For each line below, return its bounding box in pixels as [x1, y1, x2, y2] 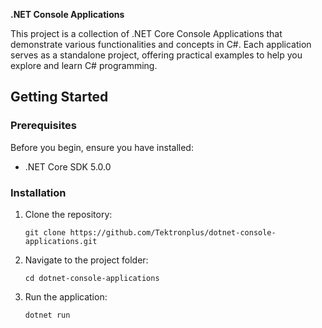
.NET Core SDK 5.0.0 [24, 160, 112, 173]
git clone [24, 227, 67, 238]
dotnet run [24, 310, 71, 320]
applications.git [24, 236, 98, 246]
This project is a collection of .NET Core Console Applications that [10, 28, 283, 39]
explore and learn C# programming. [10, 60, 158, 71]
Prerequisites [10, 119, 77, 133]
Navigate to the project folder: [24, 254, 149, 266]
